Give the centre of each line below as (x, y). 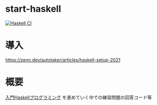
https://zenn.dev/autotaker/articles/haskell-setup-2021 (63, 60)
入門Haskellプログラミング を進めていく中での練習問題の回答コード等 (78, 97)
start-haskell (33, 9)
